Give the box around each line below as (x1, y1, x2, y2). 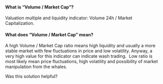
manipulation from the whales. (5, 64, 67, 70)
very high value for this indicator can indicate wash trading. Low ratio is (5, 53, 153, 59)
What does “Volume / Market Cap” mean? (5, 31, 93, 37)
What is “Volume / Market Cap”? (5, 4, 74, 10)
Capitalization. (5, 20, 35, 26)
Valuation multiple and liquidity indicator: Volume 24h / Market (5, 15, 133, 21)
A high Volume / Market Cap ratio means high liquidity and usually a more (5, 43, 156, 49)
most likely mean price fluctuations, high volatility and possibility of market (5, 59, 158, 65)
